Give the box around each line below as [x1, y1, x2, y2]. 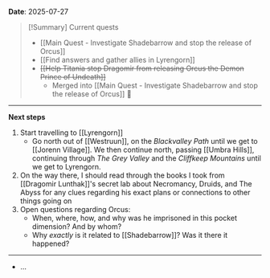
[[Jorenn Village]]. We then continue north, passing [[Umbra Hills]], [31, 145, 255, 154]
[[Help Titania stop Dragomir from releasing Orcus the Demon [39, 63, 245, 73]
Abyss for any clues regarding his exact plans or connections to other [19, 188, 251, 197]
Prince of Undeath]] [39, 72, 106, 81]
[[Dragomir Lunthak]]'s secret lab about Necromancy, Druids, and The [19, 179, 252, 188]
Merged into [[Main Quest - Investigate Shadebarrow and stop [51, 80, 259, 90]
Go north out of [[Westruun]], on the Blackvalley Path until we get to [31, 137, 259, 145]
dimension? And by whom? [31, 222, 122, 231]
